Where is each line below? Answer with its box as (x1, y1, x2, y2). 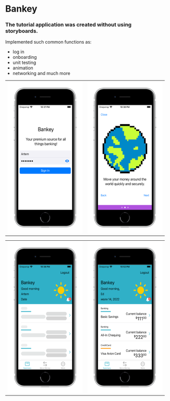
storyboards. (5, 27, 38, 34)
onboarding (12, 54, 37, 60)
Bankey (5, 3, 37, 15)
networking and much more (12, 70, 71, 77)
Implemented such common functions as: (5, 39, 92, 45)
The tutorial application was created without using (5, 21, 132, 28)
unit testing (12, 59, 36, 66)
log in (12, 49, 24, 55)
